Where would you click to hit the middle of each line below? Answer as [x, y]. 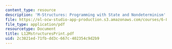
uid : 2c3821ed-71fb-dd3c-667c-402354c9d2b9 [52, 39]
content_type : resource [31, 10]
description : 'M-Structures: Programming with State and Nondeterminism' [86, 15]
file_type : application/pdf [35, 24]
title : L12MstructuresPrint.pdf [40, 34]
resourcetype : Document [31, 29]
